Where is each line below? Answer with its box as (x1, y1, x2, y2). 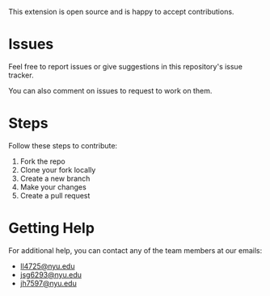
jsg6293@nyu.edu (19, 269, 82, 279)
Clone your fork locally (19, 165, 96, 174)
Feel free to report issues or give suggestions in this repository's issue (8, 61, 243, 71)
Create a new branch (19, 173, 91, 183)
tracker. (8, 70, 34, 80)
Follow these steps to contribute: (8, 140, 118, 150)
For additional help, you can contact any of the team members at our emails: (8, 245, 263, 255)
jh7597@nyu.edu (19, 278, 77, 288)
